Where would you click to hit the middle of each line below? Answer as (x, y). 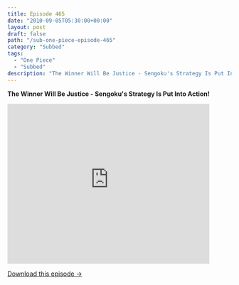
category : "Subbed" (36, 47)
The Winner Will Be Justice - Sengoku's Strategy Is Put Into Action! (108, 94)
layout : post (27, 27)
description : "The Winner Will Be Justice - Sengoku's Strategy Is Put (116, 73)
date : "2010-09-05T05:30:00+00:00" (60, 21)
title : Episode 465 (36, 14)
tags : (15, 54)
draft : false (27, 34)
